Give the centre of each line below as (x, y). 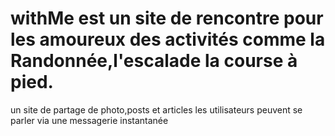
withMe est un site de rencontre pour (167, 18)
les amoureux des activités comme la (168, 39)
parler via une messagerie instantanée (89, 120)
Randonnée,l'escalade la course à (154, 61)
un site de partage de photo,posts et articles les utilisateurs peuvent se (156, 109)
